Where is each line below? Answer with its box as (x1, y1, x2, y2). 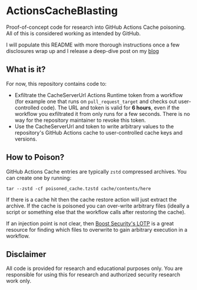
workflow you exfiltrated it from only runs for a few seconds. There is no (14, 110, 190, 117)
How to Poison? (6, 152, 65, 162)
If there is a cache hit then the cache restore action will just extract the (6, 196, 177, 203)
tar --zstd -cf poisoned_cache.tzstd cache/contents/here (6, 185, 151, 192)
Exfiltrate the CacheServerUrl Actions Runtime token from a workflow (14, 91, 183, 98)
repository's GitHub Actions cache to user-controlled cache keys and (14, 129, 183, 136)
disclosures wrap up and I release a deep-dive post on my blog (6, 47, 159, 54)
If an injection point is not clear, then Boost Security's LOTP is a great (6, 219, 174, 227)
